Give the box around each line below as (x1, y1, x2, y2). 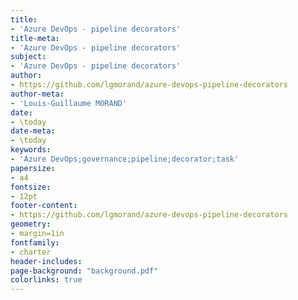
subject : (10, 52, 47, 62)
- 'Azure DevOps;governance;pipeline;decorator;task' (10, 154, 240, 164)
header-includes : (10, 256, 83, 266)
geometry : (10, 219, 52, 230)
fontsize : (10, 182, 52, 192)
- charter (10, 247, 52, 257)
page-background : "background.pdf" (10, 266, 159, 276)
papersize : (10, 163, 56, 173)
